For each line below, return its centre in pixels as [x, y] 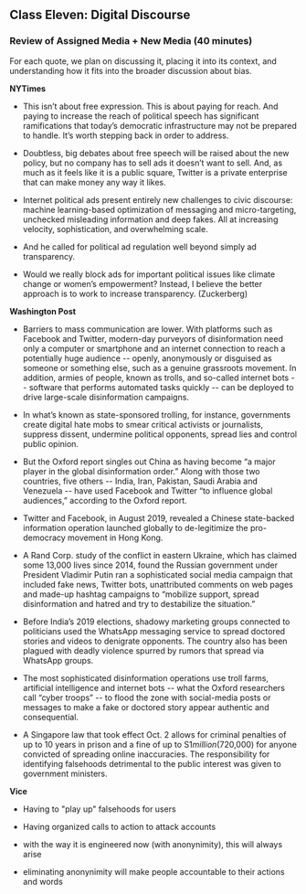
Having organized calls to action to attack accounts [119, 826]
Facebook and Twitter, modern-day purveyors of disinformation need [153, 338]
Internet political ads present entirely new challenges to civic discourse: [158, 199]
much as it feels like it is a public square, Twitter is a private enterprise [155, 172]
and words [43, 881]
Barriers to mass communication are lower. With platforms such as [148, 329]
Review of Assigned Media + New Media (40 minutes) [131, 41]
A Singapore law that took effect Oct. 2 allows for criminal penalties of [154, 734]
